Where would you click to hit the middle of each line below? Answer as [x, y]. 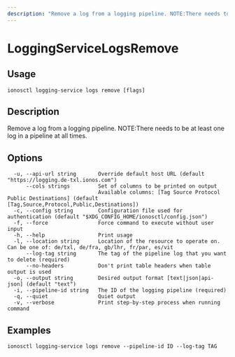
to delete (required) [39, 260]
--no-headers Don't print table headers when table [118, 266]
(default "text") [51, 284]
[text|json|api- [191, 278]
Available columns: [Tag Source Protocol [159, 192]
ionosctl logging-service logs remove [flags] [76, 90]
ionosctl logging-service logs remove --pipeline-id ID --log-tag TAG [112, 346]
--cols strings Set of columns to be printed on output [121, 186]
